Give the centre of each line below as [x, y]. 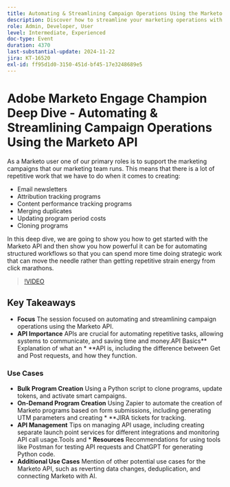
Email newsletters [42, 189]
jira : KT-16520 [29, 58]
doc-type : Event [30, 39]
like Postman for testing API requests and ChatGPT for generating [110, 447]
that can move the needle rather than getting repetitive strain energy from [111, 261]
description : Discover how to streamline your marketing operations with [115, 20]
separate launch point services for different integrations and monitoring [118, 432]
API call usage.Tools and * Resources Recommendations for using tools [119, 439]
